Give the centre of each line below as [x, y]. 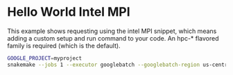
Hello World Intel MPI [69, 12]
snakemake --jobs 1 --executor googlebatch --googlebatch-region [103, 65]
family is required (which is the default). [64, 45]
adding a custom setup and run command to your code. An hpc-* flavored [113, 38]
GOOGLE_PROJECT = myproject [44, 58]
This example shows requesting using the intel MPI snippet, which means [112, 31]
